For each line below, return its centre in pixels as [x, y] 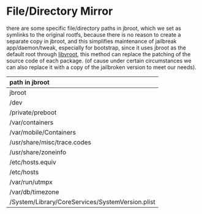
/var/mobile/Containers [43, 132]
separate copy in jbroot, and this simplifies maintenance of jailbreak [92, 41]
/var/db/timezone [34, 192]
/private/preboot [33, 113]
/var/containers [32, 122]
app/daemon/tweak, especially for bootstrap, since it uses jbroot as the [96, 48]
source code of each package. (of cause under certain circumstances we [99, 61]
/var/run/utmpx [31, 182]
